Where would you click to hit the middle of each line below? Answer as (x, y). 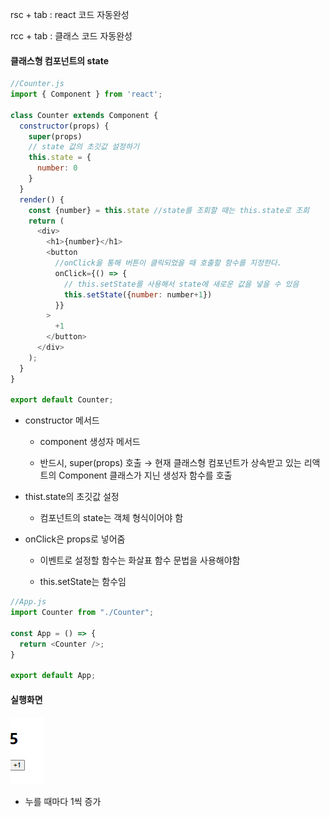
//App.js (28, 602)
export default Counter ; (62, 400)
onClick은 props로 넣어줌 (75, 539)
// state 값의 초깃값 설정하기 (84, 147)
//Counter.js (37, 84)
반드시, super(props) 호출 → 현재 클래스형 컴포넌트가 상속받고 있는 (170, 463)
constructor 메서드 (62, 420)
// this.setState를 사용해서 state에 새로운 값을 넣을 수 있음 (181, 284)
